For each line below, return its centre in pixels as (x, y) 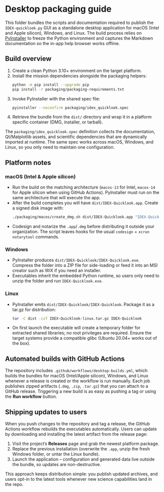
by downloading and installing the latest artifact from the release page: (76, 434)
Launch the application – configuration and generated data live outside (83, 459)
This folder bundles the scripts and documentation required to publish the (80, 23)
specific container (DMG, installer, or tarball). (58, 122)
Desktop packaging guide (58, 9)
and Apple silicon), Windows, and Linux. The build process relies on (73, 33)
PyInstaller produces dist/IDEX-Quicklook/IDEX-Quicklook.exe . (76, 260)
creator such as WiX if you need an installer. (57, 271)
